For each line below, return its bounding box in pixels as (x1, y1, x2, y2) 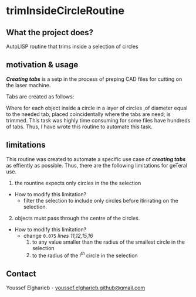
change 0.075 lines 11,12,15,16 (23, 232, 93, 239)
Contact (6, 268, 36, 279)
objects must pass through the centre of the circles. (14, 214, 140, 221)
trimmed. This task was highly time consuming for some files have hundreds (6, 117, 191, 124)
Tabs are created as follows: (6, 93, 75, 100)
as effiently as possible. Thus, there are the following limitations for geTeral (6, 162, 188, 169)
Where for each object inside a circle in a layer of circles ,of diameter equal (6, 104, 188, 111)
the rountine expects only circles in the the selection (14, 179, 141, 186)
